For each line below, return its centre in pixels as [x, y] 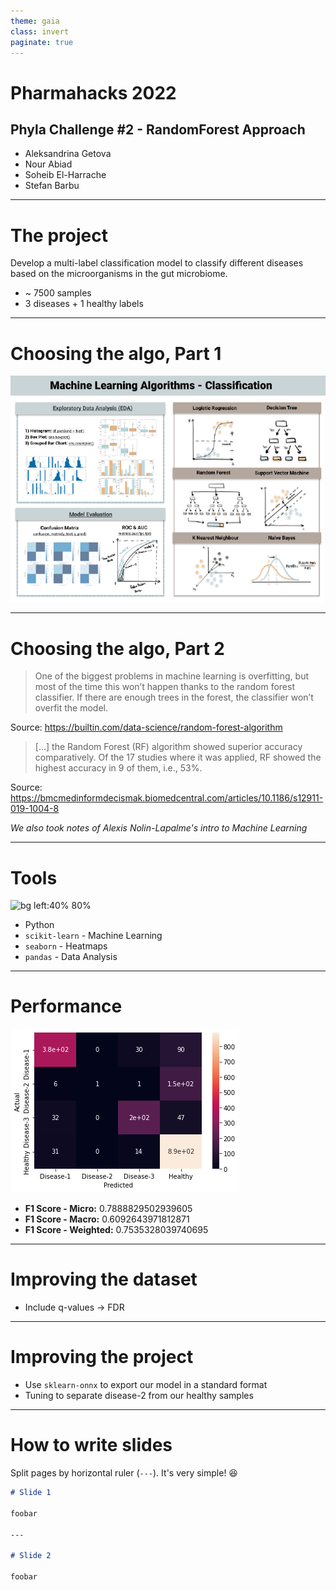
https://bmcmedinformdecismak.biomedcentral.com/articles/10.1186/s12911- [167, 798]
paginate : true [42, 42]
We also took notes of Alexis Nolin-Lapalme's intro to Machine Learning [159, 828]
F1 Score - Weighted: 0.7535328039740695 [116, 1230]
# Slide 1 [31, 1493]
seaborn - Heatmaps [66, 946]
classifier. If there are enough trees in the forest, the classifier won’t [174, 697]
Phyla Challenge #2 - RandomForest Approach [158, 129]
